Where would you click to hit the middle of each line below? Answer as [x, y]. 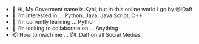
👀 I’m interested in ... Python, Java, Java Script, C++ [77, 15]
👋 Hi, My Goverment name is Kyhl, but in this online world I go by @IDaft [102, 9]
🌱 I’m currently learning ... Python [54, 22]
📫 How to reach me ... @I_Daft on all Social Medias [76, 35]
